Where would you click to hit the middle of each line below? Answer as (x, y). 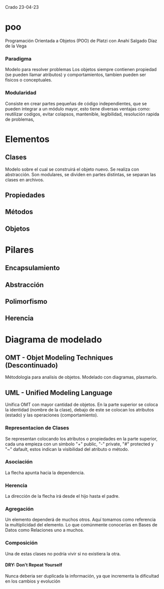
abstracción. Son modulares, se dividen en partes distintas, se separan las (81, 174)
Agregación (19, 509)
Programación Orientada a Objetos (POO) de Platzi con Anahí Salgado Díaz (81, 40)
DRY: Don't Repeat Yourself (34, 565)
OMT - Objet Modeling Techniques (59, 358)
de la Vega (16, 46)
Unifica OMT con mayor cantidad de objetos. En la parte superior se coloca (82, 405)
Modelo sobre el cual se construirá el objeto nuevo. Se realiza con (72, 169)
